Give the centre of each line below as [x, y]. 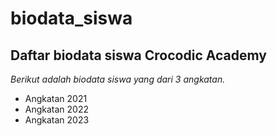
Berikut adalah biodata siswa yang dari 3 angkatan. [118, 79]
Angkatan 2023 [57, 120]
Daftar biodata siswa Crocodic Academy [138, 55]
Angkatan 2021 [56, 98]
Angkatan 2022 [57, 109]
